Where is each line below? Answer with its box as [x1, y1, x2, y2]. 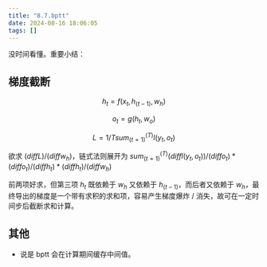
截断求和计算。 [29, 201, 78, 211]
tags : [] [8, 26, 37, 34]
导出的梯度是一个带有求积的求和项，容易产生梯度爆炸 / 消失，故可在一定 [14, 191, 253, 201]
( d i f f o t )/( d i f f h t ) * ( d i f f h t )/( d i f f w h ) [8, 161, 112, 173]
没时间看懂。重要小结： [8, 49, 85, 59]
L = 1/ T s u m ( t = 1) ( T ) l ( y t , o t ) [92, 131, 175, 144]
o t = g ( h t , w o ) [112, 113, 156, 125]
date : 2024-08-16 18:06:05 [8, 19, 98, 27]
